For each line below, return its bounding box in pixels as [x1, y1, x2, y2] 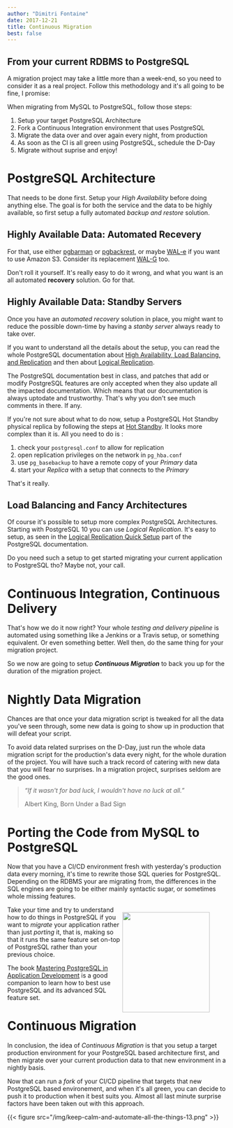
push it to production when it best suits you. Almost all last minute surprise [7, 1092, 222, 1101]
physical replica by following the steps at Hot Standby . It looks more [7, 422, 202, 430]
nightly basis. [7, 1064, 46, 1072]
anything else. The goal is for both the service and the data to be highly [7, 201, 213, 209]
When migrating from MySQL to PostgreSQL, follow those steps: [7, 103, 192, 111]
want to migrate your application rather [7, 921, 120, 929]
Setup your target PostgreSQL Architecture [17, 116, 142, 125]
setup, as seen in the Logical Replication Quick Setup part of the [7, 533, 192, 541]
